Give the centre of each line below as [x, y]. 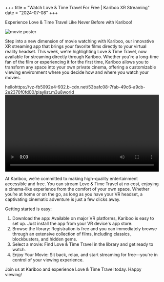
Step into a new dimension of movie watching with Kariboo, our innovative [80, 41]
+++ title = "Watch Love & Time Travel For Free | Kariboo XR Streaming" [77, 8]
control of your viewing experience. [48, 260]
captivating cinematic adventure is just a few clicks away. [63, 199]
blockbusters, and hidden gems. [44, 239]
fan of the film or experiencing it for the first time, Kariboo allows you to [77, 62]
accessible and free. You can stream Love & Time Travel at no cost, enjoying [82, 184]
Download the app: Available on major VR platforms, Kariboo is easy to [83, 218]
